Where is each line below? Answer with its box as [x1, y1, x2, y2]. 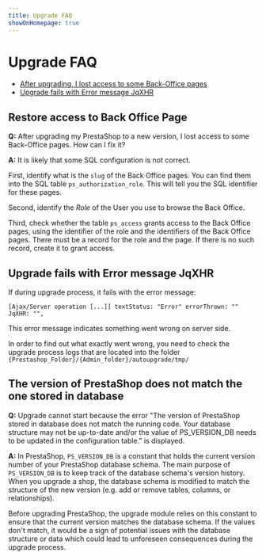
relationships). [8, 493, 55, 503]
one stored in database [8, 390, 124, 403]
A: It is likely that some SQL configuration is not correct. [8, 155, 192, 165]
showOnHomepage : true [8, 19, 80, 27]
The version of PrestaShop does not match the [8, 377, 243, 390]
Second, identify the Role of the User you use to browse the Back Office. [8, 203, 245, 212]
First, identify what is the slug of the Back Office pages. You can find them [8, 171, 252, 181]
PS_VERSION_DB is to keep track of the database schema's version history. [8, 468, 245, 478]
